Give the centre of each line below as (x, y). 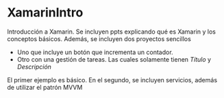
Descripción (34, 66)
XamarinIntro (45, 13)
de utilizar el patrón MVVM (45, 87)
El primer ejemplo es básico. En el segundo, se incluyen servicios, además (112, 79)
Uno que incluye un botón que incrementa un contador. (95, 52)
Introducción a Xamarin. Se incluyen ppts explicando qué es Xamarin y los (111, 32)
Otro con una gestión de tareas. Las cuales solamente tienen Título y (114, 59)
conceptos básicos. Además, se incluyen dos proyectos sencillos (99, 38)
